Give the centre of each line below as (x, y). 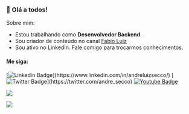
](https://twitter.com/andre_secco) (90, 81)
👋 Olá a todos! (27, 10)
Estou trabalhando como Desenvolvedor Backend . (78, 35)
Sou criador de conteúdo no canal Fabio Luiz (71, 41)
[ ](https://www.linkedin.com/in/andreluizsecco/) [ (90, 75)
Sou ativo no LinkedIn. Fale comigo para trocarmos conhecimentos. (99, 47)
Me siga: (17, 61)
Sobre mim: (21, 23)
